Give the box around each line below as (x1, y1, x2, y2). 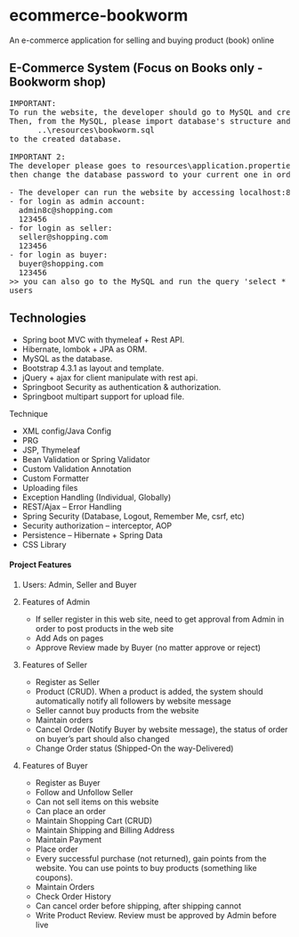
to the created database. (9, 134, 123, 143)
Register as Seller (35, 676, 101, 687)
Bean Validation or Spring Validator (21, 453, 150, 464)
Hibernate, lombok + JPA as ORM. (21, 344, 148, 354)
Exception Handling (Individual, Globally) (21, 492, 172, 502)
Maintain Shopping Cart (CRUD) (35, 815, 153, 826)
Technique (9, 408, 49, 419)
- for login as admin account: (9, 196, 146, 206)
